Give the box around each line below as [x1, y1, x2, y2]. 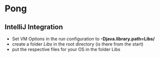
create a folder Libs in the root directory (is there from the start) [12, 41, 144, 47]
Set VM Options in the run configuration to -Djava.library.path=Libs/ [12, 36, 155, 42]
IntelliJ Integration [5, 23, 63, 31]
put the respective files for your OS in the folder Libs [12, 47, 121, 52]
